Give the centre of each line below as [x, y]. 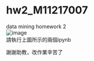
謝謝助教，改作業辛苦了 [34, 52]
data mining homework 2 [36, 26]
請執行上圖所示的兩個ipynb [39, 39]
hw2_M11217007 [47, 10]
